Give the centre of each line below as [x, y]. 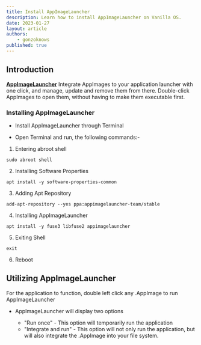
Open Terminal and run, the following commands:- [77, 137]
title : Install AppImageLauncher [48, 12]
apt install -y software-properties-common [62, 182]
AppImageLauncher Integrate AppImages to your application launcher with [100, 84]
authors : [17, 34]
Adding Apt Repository [43, 193]
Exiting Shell [30, 237]
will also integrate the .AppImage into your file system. [91, 335]
